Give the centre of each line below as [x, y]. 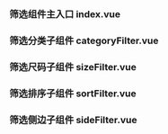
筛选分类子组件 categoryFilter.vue [84, 40]
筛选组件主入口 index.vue [65, 13]
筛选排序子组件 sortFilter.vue [73, 94]
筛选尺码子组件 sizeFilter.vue [73, 67]
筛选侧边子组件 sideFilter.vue [73, 120]
